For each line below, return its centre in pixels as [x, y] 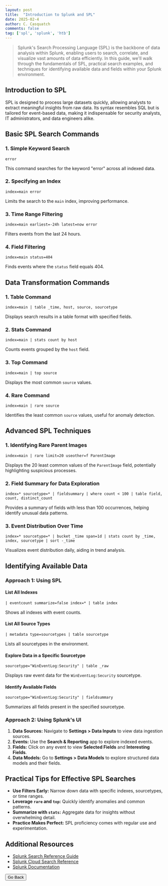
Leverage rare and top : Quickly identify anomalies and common [79, 801]
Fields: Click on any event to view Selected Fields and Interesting [81, 747]
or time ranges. [28, 796]
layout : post [19, 10]
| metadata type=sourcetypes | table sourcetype [57, 634]
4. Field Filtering [25, 247]
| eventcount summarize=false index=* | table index [61, 603]
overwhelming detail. [34, 818]
